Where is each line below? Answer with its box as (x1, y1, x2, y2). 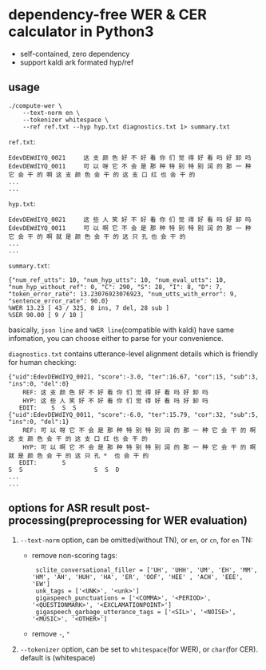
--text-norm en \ (22, 109, 81, 117)
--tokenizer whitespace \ (22, 116, 109, 124)
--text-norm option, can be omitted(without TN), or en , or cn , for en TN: (19, 535, 253, 545)
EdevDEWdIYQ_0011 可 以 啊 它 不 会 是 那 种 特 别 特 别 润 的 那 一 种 (8, 224, 252, 232)
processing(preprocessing (8, 513, 145, 528)
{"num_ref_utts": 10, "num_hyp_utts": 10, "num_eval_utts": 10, (8, 276, 227, 284)
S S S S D (8, 466, 120, 474)
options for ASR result (8, 502, 121, 515)
